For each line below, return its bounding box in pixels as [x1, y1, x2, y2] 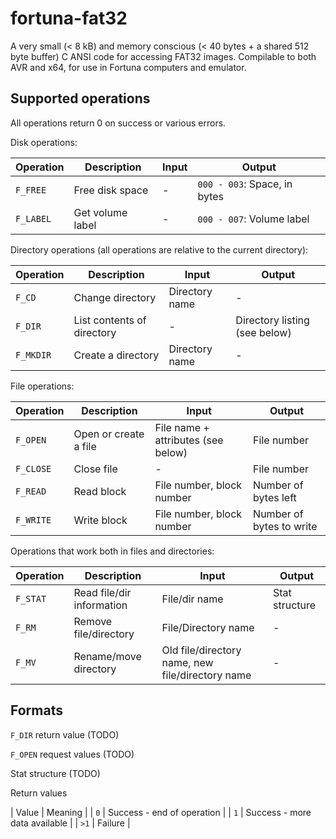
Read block [73, 484, 127, 498]
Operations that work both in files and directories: [10, 545, 215, 557]
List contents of [73, 313, 147, 327]
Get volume [73, 205, 128, 219]
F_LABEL [15, 213, 52, 224]
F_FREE [15, 184, 47, 196]
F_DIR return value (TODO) [10, 728, 120, 741]
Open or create [73, 427, 145, 441]
